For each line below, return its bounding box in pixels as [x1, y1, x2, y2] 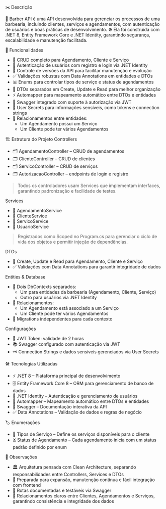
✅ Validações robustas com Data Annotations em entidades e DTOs [12, 73, 153, 79]
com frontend [12, 482, 41, 488]
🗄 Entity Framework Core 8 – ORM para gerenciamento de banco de [12, 381, 154, 386]
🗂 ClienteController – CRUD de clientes [12, 156, 95, 162]
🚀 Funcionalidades [5, 47, 44, 53]
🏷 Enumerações [5, 420, 40, 426]
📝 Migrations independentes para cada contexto [12, 316, 113, 322]
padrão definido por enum [12, 444, 67, 450]
